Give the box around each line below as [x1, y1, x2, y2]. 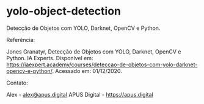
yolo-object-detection [6, 4, 121, 18]
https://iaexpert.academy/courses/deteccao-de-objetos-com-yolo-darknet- [6, 61, 198, 68]
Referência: [6, 36, 35, 43]
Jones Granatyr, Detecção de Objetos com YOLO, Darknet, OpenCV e [6, 47, 181, 55]
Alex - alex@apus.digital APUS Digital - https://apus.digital [6, 91, 154, 98]
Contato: [6, 79, 29, 86]
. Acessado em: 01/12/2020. [51, 67, 122, 74]
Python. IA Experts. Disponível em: [6, 54, 93, 61]
